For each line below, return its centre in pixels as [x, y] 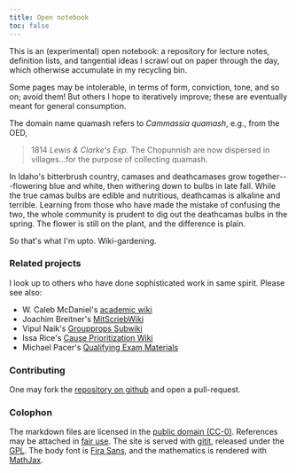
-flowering [28, 185]
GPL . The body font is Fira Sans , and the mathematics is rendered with [138, 451]
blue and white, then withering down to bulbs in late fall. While [163, 185]
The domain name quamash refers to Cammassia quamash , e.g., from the [144, 123]
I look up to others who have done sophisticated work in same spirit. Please [147, 283]
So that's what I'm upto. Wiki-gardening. [83, 240]
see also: [26, 292]
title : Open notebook [49, 17]
